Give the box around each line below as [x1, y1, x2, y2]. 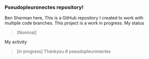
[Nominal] [16, 30, 37, 36]
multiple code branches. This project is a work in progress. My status [4, 20, 145, 26]
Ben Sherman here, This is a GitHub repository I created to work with [4, 15, 144, 21]
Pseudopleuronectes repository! [4, 4, 84, 11]
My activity [4, 39, 27, 45]
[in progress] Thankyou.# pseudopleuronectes [16, 48, 111, 55]
